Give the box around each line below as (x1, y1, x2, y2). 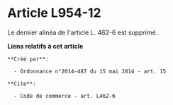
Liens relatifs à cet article (7, 42, 84, 50)
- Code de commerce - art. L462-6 (13, 92, 116, 99)
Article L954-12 (7, 5, 101, 21)
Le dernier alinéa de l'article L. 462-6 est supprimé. (7, 28, 158, 37)
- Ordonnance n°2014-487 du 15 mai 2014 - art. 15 (13, 68, 167, 75)
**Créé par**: (7, 55, 50, 63)
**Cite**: (7, 80, 37, 87)
